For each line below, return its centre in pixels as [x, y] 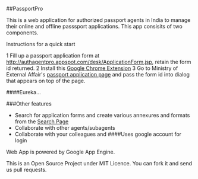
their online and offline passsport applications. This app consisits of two [94, 26]
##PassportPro [25, 9]
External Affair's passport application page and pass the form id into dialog [98, 74]
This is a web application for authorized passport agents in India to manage [98, 20]
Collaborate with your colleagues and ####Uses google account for [98, 134]
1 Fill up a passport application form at [53, 55]
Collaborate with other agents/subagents [65, 128]
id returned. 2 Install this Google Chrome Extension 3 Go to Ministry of [92, 68]
